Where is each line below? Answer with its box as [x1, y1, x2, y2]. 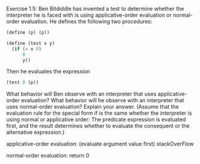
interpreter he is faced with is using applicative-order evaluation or [6, 11, 172, 19]
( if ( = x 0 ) [11, 46, 42, 52]
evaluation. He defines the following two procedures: [20, 18, 152, 25]
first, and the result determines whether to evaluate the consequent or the [6, 123, 190, 130]
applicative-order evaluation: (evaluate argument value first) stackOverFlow [6, 141, 194, 148]
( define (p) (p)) [6, 29, 50, 35]
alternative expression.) [6, 129, 65, 136]
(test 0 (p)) [6, 79, 39, 86]
